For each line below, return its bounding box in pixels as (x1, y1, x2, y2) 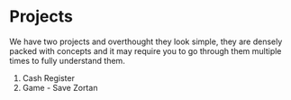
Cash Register (22, 72, 75, 83)
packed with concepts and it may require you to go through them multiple (9, 45, 282, 56)
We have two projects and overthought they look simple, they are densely (9, 36, 283, 47)
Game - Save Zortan (22, 82, 98, 93)
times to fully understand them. (9, 55, 126, 66)
